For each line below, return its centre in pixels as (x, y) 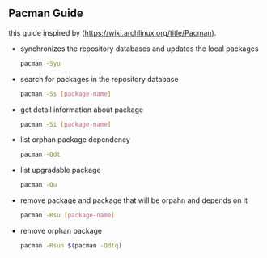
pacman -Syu (40, 63)
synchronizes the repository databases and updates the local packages (139, 49)
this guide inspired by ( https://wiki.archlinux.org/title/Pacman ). (112, 32)
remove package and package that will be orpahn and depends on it (134, 200)
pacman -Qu (38, 185)
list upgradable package (60, 170)
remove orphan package (61, 231)
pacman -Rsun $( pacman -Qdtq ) (71, 246)
